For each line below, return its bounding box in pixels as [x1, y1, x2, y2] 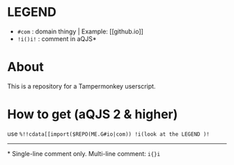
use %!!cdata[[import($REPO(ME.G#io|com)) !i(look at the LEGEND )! [7, 129, 210, 138]
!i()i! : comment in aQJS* [17, 34, 97, 42]
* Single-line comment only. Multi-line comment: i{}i [7, 149, 161, 157]
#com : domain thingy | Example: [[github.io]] [17, 27, 144, 36]
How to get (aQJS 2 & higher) [7, 107, 178, 123]
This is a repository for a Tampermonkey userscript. [7, 81, 156, 91]
